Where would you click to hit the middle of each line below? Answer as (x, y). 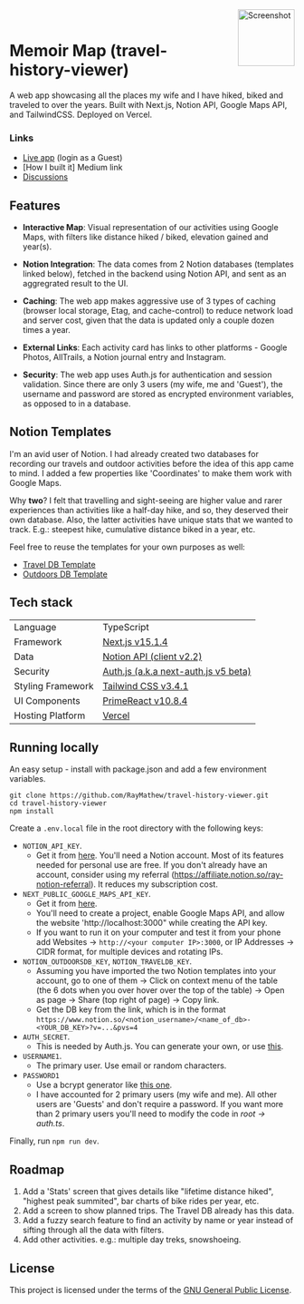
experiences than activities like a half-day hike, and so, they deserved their (149, 510)
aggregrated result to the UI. (75, 284)
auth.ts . (50, 1124)
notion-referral (63, 884)
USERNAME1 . (42, 1056)
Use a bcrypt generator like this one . (104, 1085)
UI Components (47, 700)
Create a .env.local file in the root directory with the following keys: (137, 828)
